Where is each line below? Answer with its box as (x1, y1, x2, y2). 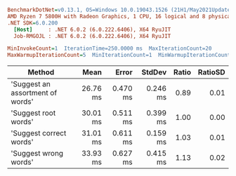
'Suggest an (11, 79, 51, 89)
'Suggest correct (11, 128, 67, 138)
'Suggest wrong (11, 149, 64, 158)
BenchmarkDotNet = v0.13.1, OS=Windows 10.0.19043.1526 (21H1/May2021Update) (7, 6, 234, 13)
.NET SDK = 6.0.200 (7, 19, 58, 27)
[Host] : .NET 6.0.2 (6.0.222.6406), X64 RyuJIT (13, 26, 171, 33)
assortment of (11, 88, 58, 98)
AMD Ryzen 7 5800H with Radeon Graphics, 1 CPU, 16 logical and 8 (7, 13, 206, 20)
